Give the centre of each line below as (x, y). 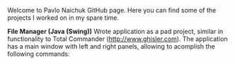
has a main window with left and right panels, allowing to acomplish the (111, 46)
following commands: (39, 54)
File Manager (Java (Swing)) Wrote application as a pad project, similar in (115, 31)
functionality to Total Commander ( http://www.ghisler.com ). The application (117, 39)
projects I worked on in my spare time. (63, 18)
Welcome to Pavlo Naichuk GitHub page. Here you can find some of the (112, 10)
